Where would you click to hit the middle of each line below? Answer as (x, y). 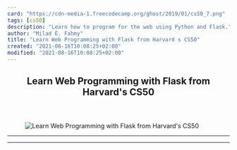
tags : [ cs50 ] (26, 20)
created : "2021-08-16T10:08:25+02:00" (64, 46)
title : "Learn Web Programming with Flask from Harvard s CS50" (104, 40)
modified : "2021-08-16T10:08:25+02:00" (66, 53)
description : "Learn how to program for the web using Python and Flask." (120, 27)
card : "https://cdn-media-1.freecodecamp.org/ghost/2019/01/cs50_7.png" (116, 14)
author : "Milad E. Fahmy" (45, 33)
